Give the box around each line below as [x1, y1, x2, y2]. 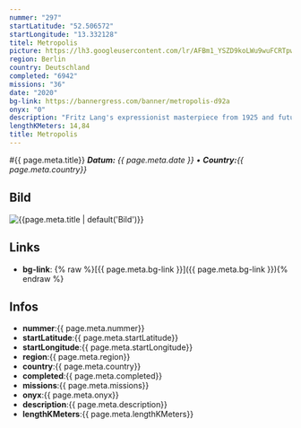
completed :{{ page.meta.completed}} [21, 371, 163, 381]
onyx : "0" [9, 105, 47, 114]
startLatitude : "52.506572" [9, 22, 115, 31]
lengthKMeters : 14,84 [9, 122, 90, 131]
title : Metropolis [9, 130, 78, 139]
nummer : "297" [9, 13, 63, 22]
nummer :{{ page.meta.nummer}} [21, 323, 145, 334]
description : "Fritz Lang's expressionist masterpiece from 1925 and [9, 113, 275, 122]
